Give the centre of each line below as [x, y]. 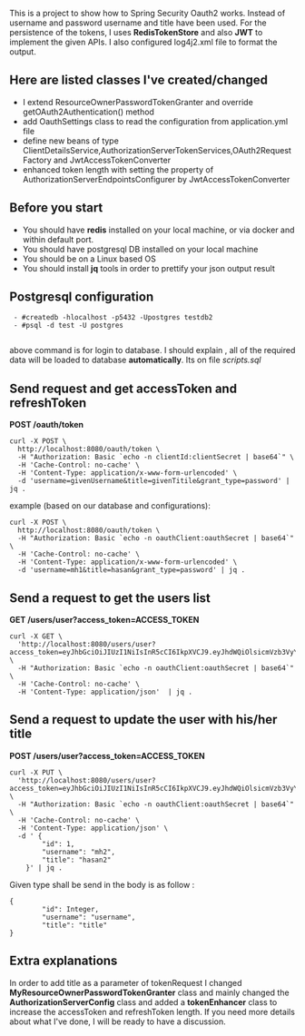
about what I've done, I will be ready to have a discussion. [118, 1021]
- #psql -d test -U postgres [69, 326]
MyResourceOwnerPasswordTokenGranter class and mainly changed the [149, 992]
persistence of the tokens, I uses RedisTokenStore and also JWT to [136, 32]
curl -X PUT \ [36, 772]
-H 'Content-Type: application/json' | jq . [105, 692]
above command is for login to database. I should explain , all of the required [152, 350]
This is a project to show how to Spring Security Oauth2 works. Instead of [148, 13]
